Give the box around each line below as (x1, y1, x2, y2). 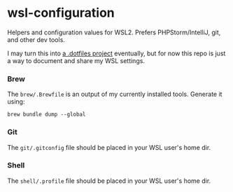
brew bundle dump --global (7, 111, 86, 118)
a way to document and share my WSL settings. (7, 56, 146, 64)
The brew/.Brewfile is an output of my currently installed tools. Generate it (7, 90, 223, 99)
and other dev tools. (7, 35, 65, 43)
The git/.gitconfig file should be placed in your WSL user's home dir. (7, 143, 211, 151)
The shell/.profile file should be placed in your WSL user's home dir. (7, 177, 211, 185)
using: (7, 97, 25, 106)
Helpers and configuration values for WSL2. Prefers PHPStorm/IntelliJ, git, (7, 28, 221, 36)
